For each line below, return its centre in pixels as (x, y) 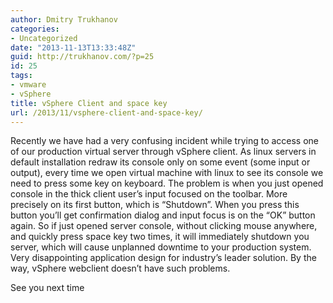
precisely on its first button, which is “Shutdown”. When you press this (155, 205)
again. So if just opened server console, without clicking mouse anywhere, (164, 226)
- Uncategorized (44, 38)
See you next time (47, 288)
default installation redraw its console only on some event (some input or (160, 162)
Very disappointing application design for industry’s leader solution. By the (163, 258)
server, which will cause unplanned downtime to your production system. (161, 247)
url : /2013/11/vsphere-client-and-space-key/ (106, 112)
